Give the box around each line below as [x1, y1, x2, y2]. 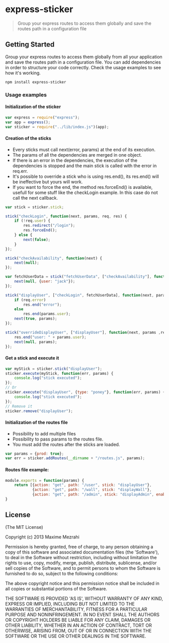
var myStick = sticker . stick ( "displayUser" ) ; [5, 366, 102, 371]
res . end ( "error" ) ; [23, 302, 62, 307]
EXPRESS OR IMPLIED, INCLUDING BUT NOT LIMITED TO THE [5, 601, 135, 607]
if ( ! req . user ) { [14, 218, 51, 223]
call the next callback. [12, 194, 58, 201]
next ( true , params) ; [14, 316, 57, 321]
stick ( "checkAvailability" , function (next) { [5, 256, 102, 261]
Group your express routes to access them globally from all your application [5, 54, 162, 60]
